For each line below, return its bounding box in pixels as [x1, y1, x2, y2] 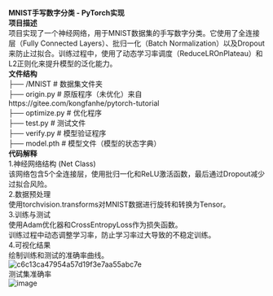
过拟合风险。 [8, 179, 51, 189]
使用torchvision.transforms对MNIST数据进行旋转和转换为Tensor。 [8, 199, 231, 209]
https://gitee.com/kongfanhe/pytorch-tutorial [8, 98, 160, 108]
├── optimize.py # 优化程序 [8, 108, 102, 117]
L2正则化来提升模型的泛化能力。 [8, 59, 117, 68]
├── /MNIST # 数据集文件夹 [8, 79, 103, 89]
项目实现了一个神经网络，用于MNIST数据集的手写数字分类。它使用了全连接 [8, 28, 260, 37]
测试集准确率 [8, 269, 51, 279]
